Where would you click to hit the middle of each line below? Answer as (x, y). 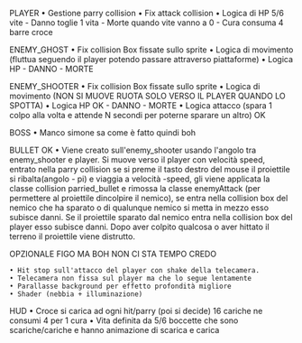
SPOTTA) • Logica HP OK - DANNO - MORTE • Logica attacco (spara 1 (141, 106)
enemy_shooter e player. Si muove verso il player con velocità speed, (137, 160)
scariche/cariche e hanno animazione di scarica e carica (114, 330)
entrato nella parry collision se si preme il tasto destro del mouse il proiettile (150, 169)
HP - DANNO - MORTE (51, 69)
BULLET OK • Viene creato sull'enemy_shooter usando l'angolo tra (133, 150)
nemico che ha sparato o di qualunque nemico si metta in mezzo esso (139, 208)
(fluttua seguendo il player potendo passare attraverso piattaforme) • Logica (151, 59)
